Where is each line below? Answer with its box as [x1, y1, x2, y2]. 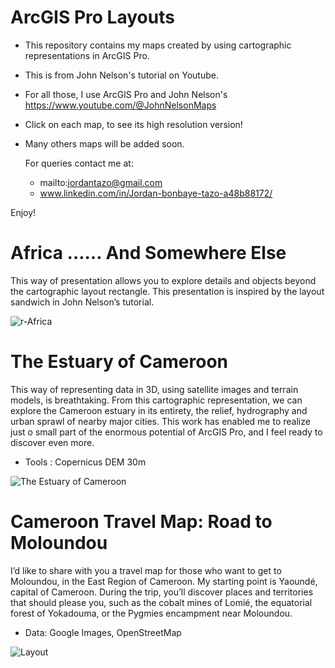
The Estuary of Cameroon [10, 351, 229, 373]
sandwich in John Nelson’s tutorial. [10, 296, 155, 308]
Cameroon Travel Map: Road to [10, 511, 273, 533]
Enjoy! [10, 206, 37, 218]
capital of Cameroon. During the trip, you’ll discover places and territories [10, 586, 314, 598]
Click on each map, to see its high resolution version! [24, 118, 243, 130]
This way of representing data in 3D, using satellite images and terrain [10, 383, 299, 395]
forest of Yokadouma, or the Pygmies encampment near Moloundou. [10, 607, 293, 619]
